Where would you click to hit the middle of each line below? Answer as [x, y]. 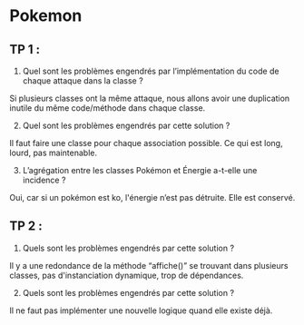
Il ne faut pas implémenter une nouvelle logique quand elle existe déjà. [141, 310]
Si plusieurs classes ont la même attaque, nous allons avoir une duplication [150, 98]
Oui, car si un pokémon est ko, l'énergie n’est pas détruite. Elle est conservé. [152, 197]
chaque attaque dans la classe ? [83, 81]
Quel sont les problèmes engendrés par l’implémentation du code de [151, 71]
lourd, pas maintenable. [54, 153]
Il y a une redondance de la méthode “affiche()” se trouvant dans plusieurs [149, 265]
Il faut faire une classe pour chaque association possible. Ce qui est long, [146, 143]
